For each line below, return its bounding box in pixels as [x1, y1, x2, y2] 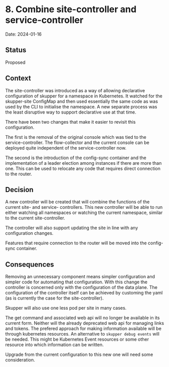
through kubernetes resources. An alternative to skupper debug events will [5, 331, 160, 337]
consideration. [5, 357, 35, 363]
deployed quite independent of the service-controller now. [5, 144, 127, 151]
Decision [5, 185, 34, 194]
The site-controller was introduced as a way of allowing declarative [5, 87, 145, 93]
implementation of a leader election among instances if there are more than [5, 160, 162, 166]
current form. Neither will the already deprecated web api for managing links [5, 320, 164, 326]
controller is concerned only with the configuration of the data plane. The [5, 284, 158, 290]
